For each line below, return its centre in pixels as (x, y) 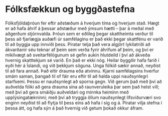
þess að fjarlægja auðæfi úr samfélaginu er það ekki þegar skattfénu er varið (84, 39)
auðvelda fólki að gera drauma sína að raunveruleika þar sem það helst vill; (82, 86)
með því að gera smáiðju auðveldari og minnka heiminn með (67, 92)
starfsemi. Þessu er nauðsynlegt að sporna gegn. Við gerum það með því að (83, 81)
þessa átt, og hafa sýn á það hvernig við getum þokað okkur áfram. (74, 108)
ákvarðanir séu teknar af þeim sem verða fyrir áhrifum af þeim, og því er (79, 49)
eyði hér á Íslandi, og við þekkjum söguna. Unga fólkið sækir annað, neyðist (83, 65)
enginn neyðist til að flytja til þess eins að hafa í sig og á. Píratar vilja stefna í (83, 102)
